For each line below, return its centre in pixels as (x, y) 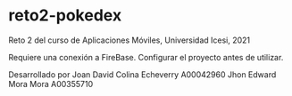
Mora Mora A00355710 (51, 84)
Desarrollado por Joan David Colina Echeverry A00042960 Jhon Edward (142, 74)
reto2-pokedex (65, 16)
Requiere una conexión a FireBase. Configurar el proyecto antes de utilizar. (146, 57)
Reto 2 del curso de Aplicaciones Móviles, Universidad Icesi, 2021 (129, 40)
